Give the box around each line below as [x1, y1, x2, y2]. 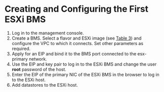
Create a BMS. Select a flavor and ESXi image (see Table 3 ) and [11, 35, 142, 41]
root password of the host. [11, 66, 67, 72]
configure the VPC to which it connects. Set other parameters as [11, 40, 144, 46]
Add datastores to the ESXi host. [11, 82, 78, 88]
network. [29, 56, 47, 62]
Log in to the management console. [11, 30, 84, 36]
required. [11, 46, 31, 51]
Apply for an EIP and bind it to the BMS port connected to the [11, 50, 137, 57]
